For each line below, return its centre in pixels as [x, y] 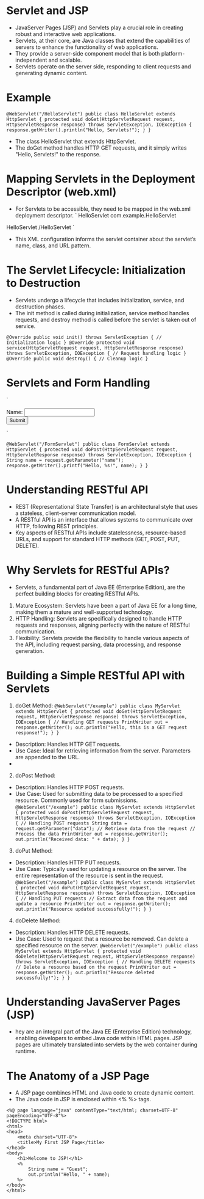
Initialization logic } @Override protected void [71, 343]
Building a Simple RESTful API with [96, 675]
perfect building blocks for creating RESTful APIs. [77, 594]
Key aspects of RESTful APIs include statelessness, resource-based [100, 533]
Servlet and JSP [47, 11]
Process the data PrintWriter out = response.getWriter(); [92, 834]
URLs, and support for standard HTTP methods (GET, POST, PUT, [97, 539]
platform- [173, 53]
